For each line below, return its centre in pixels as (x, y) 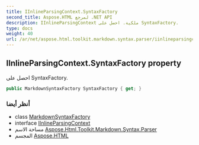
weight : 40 (20, 34)
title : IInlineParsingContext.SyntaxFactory (62, 12)
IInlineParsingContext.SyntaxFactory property (94, 63)
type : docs (20, 28)
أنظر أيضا (18, 103)
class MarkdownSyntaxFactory (52, 116)
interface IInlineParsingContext (52, 123)
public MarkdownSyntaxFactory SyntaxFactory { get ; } (74, 89)
